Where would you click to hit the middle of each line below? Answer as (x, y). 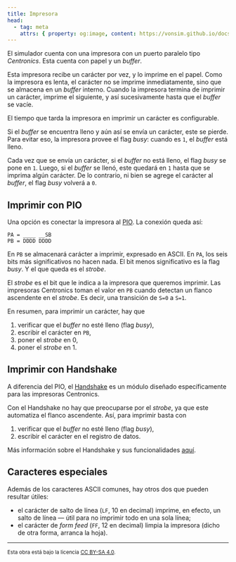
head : (15, 20)
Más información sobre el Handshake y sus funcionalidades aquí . (102, 450)
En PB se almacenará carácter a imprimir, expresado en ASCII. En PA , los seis (118, 254)
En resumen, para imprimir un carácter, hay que (76, 311)
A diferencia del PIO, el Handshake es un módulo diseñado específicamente (117, 386)
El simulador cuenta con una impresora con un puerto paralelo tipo (104, 54)
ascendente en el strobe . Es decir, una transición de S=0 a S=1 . (97, 298)
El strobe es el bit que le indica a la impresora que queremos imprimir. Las (114, 283)
